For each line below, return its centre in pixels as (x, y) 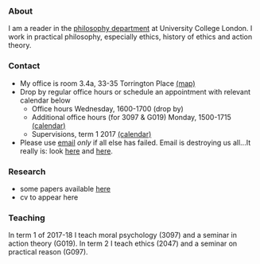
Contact (24, 66)
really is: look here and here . (66, 151)
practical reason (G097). (49, 252)
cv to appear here (49, 197)
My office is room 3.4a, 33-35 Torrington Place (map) (108, 83)
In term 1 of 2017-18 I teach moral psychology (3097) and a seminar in (122, 235)
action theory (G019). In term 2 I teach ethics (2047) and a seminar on (123, 243)
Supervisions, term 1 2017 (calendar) (91, 134)
